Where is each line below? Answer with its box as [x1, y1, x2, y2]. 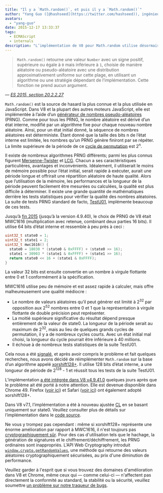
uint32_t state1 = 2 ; [5, 238, 49, 243]
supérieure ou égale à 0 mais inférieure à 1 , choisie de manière [16, 62, 142, 67]
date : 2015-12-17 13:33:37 [5, 25, 60, 30]
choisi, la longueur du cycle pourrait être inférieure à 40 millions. [12, 337, 142, 343]
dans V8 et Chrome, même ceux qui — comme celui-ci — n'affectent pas [5, 472, 151, 478]
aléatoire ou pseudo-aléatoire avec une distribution [16, 66, 119, 73]
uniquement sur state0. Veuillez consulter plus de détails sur [5, 407, 126, 413]
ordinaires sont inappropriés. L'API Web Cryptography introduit [5, 442, 130, 448]
